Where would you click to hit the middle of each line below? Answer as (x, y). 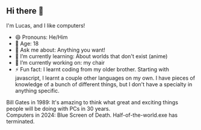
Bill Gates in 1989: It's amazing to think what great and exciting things (92, 102)
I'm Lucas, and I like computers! (46, 25)
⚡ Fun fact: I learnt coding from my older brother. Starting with (92, 69)
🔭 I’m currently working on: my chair (60, 62)
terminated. (20, 121)
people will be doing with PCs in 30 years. (58, 108)
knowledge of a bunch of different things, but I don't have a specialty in (104, 84)
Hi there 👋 (25, 11)
